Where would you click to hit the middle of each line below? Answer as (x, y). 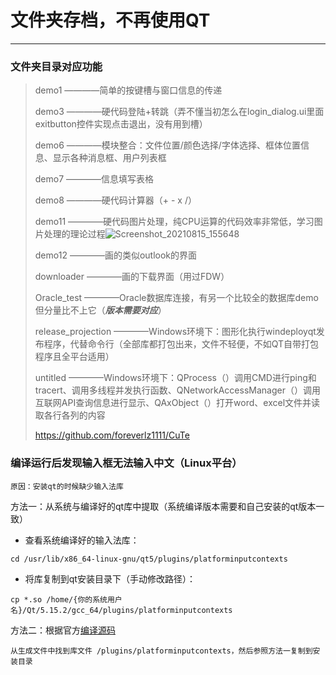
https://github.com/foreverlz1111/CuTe (112, 435)
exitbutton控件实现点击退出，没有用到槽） (121, 124)
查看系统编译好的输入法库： (82, 540)
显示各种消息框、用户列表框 (109, 158)
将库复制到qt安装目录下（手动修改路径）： (110, 578)
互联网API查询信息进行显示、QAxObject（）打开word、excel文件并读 (177, 403)
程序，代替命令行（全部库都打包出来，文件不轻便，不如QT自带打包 (181, 344)
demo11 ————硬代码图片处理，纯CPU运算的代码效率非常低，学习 (174, 222)
